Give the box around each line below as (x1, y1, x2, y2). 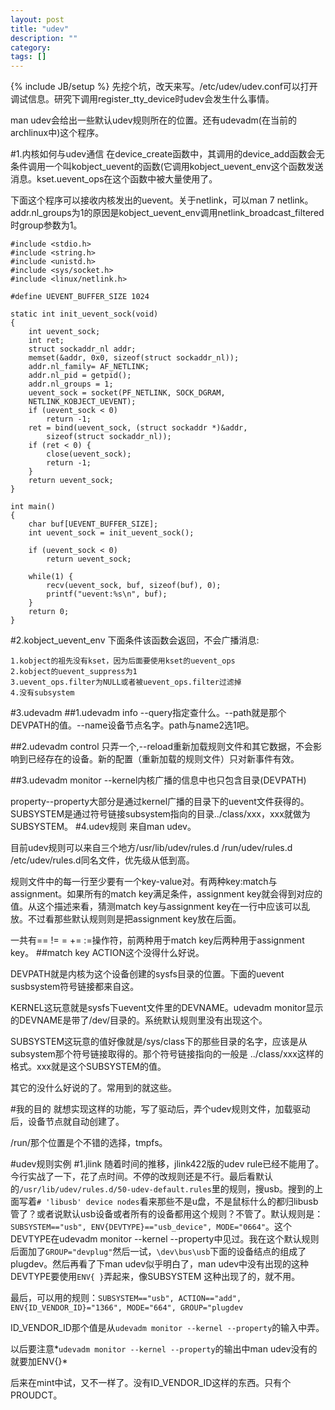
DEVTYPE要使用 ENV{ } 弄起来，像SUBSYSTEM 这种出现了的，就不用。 (10, 1271, 301, 1283)
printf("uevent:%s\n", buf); (46, 589, 168, 600)
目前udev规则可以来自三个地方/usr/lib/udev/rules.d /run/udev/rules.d (10, 842, 293, 854)
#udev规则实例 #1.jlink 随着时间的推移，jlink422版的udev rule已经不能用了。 (10, 1158, 325, 1170)
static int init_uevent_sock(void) (10, 309, 159, 320)
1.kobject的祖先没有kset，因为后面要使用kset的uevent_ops (10, 656, 236, 666)
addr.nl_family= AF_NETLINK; (28, 362, 150, 372)
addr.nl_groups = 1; (28, 379, 114, 390)
